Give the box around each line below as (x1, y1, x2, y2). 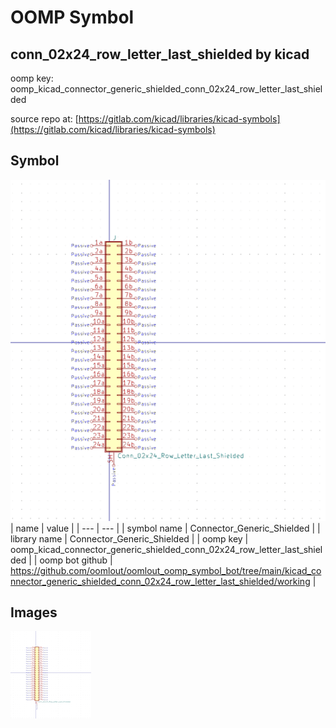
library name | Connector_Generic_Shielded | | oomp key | (10, 532, 249, 545)
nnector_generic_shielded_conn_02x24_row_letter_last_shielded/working (10, 575, 311, 587)
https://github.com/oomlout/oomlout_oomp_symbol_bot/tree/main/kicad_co (10, 564, 322, 576)
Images (10, 604, 58, 621)
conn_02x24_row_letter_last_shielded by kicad (10, 46, 310, 63)
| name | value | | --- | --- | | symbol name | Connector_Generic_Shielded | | (10, 522, 321, 534)
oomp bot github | (39, 554, 113, 566)
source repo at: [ (10, 113, 79, 125)
